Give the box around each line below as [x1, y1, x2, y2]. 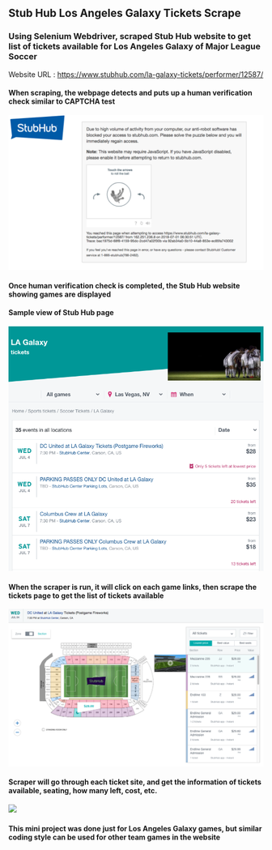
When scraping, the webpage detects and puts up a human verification [8, 88, 253, 98]
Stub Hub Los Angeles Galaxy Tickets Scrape [8, 6, 241, 20]
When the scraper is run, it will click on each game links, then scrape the [8, 582, 257, 592]
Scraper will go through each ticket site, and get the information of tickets [8, 777, 261, 787]
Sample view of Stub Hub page [8, 308, 115, 318]
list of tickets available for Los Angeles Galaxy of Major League [8, 41, 261, 52]
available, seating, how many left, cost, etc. [8, 786, 158, 796]
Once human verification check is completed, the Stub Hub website [8, 280, 240, 290]
